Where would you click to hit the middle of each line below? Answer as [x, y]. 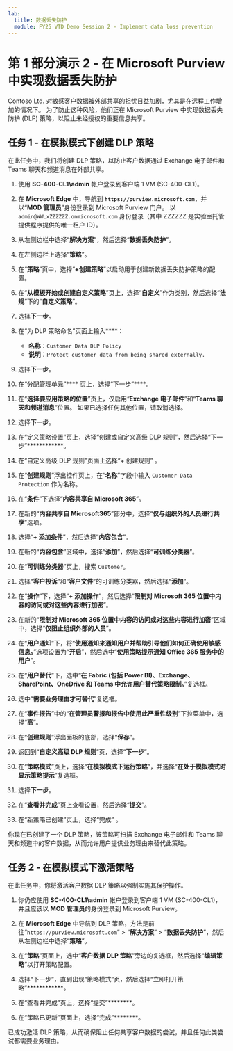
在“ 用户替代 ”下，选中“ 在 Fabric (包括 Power [80, 675]
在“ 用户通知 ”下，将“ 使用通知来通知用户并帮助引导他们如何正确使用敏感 [119, 643]
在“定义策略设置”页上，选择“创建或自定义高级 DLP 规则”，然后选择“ [114, 437]
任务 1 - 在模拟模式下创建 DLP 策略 [81, 142]
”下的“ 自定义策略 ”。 [53, 302]
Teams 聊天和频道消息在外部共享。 [58, 169]
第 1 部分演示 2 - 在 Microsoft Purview [116, 63]
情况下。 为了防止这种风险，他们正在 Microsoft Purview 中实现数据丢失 [121, 110]
